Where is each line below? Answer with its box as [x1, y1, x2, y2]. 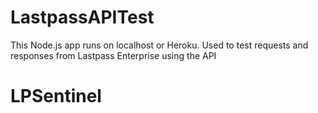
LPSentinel [10, 85, 102, 108]
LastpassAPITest [10, 6, 155, 29]
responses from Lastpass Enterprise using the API [10, 49, 217, 61]
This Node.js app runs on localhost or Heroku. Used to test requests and [10, 39, 309, 51]
